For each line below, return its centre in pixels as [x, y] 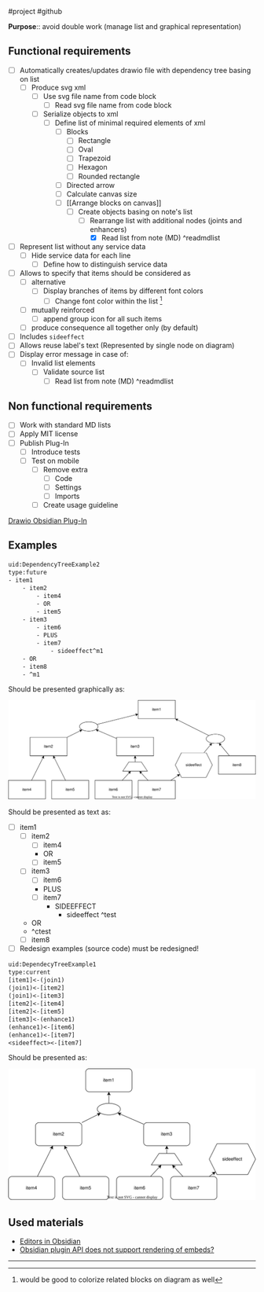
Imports [67, 496]
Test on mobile [55, 461]
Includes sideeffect [52, 336]
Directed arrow [91, 185]
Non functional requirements [81, 406]
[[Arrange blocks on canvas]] [114, 203]
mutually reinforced [63, 310]
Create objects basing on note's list [136, 211]
